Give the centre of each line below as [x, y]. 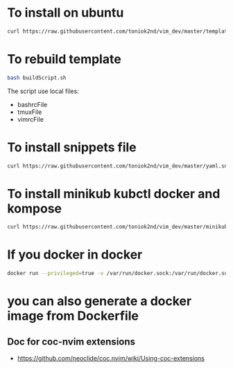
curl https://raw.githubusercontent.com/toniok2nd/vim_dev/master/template [119, 31]
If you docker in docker [75, 255]
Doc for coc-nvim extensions [71, 342]
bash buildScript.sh [37, 78]
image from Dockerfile [73, 316]
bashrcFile [32, 104]
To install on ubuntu [66, 13]
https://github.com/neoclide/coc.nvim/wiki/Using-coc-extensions [111, 359]
